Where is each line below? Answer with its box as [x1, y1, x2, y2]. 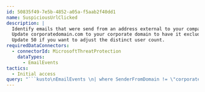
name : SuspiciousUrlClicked [6, 15, 78, 21]
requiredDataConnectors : [6, 43, 70, 49]
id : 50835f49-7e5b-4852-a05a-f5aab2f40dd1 [6, 8, 116, 15]
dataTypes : [17, 54, 45, 60]
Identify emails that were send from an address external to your [12, 25, 184, 32]
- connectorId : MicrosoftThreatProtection [12, 48, 121, 54]
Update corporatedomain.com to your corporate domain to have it [12, 31, 182, 38]
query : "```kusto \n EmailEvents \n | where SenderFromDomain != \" [6, 76, 176, 82]
